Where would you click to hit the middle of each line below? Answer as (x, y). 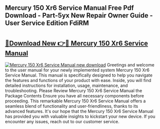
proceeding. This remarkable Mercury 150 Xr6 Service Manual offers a (75, 101)
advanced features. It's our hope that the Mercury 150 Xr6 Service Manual (79, 111)
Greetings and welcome (131, 65)
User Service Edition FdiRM (47, 23)
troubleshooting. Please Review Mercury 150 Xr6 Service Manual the (73, 91)
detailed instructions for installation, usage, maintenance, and (66, 85)
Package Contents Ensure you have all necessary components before (75, 96)
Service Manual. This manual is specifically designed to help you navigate (79, 75)
